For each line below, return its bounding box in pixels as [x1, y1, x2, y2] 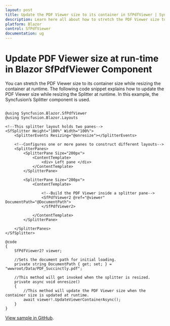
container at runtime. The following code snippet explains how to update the [5, 86, 164, 92]
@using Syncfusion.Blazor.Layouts [5, 115, 78, 120]
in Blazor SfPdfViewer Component [5, 64, 152, 75]
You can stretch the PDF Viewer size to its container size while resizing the [5, 80, 161, 86]
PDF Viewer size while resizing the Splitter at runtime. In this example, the [5, 91, 159, 97]
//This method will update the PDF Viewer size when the [23, 288, 146, 293]
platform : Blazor [5, 21, 42, 27]
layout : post [5, 7, 33, 13]
